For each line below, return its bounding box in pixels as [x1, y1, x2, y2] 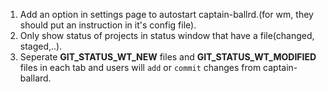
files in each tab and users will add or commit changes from [19, 62, 262, 73]
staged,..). [19, 40, 63, 52]
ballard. [19, 72, 52, 84]
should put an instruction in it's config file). [19, 19, 197, 31]
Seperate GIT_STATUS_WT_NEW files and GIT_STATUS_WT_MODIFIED [19, 51, 317, 63]
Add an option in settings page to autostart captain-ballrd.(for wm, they [19, 9, 314, 20]
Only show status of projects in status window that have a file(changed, [19, 30, 315, 41]
